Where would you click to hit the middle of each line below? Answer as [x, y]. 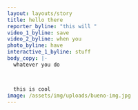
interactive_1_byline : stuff [49, 52]
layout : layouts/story [40, 13]
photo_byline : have [35, 45]
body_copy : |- [28, 58]
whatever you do [37, 65]
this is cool [32, 89]
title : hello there [35, 20]
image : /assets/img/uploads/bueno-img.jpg [69, 96]
